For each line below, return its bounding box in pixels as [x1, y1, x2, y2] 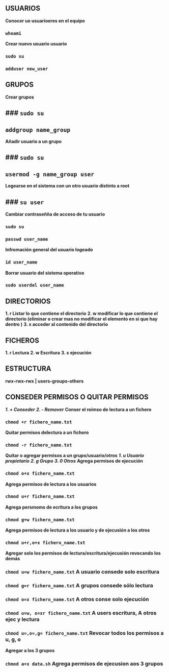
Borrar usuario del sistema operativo [5, 270, 84, 276]
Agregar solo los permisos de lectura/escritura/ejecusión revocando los [5, 550, 161, 556]
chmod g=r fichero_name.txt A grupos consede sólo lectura [5, 582, 154, 589]
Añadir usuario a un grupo [5, 138, 62, 145]
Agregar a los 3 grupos [5, 647, 55, 654]
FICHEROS [5, 336, 39, 345]
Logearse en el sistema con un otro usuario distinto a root [5, 183, 130, 189]
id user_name [5, 259, 38, 265]
